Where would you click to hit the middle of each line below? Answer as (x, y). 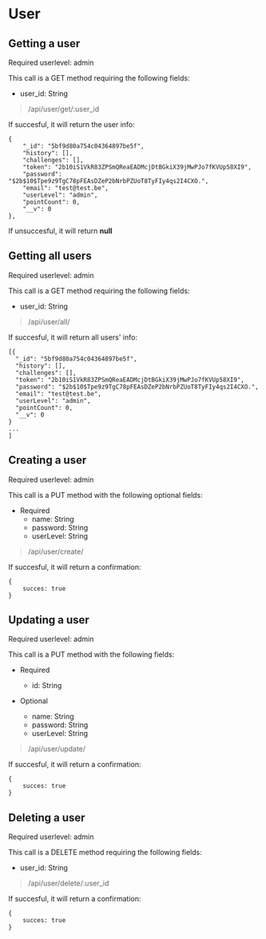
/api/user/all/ (49, 321)
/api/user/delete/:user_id (68, 883)
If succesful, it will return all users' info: (73, 337)
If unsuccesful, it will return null (60, 231)
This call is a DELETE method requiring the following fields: (105, 853)
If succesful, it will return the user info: (72, 124)
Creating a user (48, 460)
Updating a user (49, 620)
